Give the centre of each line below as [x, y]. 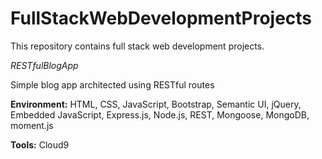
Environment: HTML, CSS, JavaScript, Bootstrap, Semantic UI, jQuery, [156, 104]
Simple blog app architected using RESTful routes [112, 84]
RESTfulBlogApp [44, 65]
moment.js [32, 125]
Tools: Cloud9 [40, 144]
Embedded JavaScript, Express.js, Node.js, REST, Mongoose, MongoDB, [160, 114]
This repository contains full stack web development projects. [137, 46]
